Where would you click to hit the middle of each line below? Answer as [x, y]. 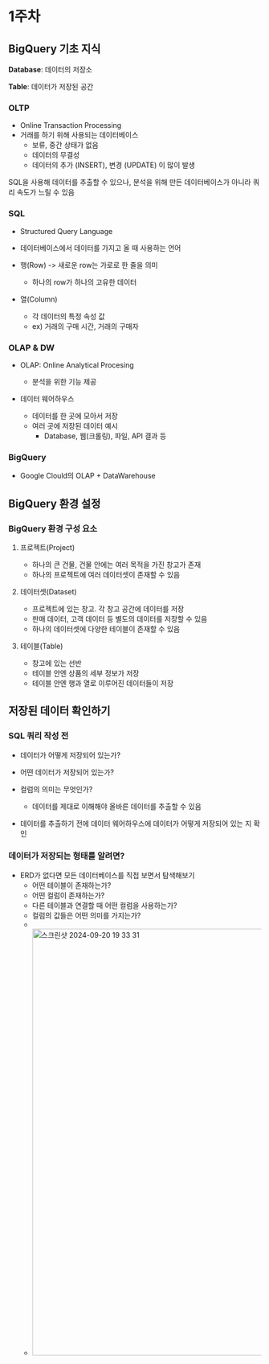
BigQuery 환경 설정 [55, 503]
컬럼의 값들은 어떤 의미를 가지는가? [86, 915]
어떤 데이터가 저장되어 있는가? [67, 772]
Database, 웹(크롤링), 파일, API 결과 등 [105, 436]
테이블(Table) [41, 646]
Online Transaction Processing [71, 125]
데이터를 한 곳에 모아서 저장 [75, 416]
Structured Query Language [66, 231]
